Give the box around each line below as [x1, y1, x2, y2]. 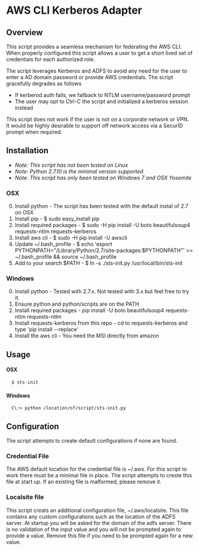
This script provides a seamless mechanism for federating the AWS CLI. [6, 43, 182, 50]
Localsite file [6, 493, 45, 501]
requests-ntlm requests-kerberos [14, 228, 97, 235]
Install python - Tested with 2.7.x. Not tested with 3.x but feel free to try [14, 288, 189, 295]
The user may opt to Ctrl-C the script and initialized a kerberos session [14, 98, 188, 105]
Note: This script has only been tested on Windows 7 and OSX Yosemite [14, 174, 192, 181]
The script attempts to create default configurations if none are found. [6, 437, 178, 445]
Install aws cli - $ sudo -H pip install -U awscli [14, 234, 128, 241]
